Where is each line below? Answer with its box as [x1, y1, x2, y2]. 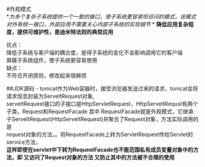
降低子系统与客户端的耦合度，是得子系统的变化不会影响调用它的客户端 [6, 49, 183, 56]
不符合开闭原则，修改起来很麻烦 [6, 72, 87, 79]
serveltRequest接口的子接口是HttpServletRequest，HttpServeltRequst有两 [6, 100, 193, 107]
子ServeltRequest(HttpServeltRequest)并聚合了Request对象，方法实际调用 [6, 116, 193, 122]
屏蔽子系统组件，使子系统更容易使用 [6, 57, 98, 64]
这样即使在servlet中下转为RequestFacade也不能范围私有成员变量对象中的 [6, 146, 193, 153]
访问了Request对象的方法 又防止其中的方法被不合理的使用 [29, 154, 175, 161]
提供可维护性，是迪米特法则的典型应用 [16, 28, 113, 35]
